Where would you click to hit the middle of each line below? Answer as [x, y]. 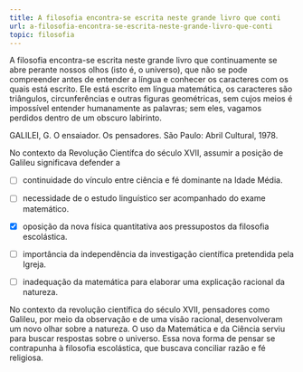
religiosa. [26, 358]
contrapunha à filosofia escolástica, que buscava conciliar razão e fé [137, 348]
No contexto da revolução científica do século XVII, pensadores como [140, 310]
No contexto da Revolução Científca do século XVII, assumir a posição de [146, 153]
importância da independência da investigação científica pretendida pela [158, 253]
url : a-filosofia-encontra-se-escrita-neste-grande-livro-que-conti [141, 26]
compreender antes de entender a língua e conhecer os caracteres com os [149, 80]
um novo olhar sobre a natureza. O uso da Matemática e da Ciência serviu [147, 329]
